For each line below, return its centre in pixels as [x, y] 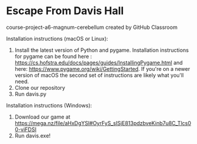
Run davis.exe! [33, 135]
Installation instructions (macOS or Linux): [57, 38]
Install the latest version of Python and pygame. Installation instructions [102, 50]
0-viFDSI [25, 129]
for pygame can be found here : [53, 56]
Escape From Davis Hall [65, 11]
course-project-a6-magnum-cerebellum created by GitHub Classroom [92, 27]
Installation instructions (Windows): [49, 105]
